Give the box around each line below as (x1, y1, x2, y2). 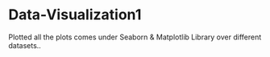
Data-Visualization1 (8, 6, 142, 24)
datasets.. (8, 40, 42, 50)
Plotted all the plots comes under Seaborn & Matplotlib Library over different (8, 32, 262, 42)
